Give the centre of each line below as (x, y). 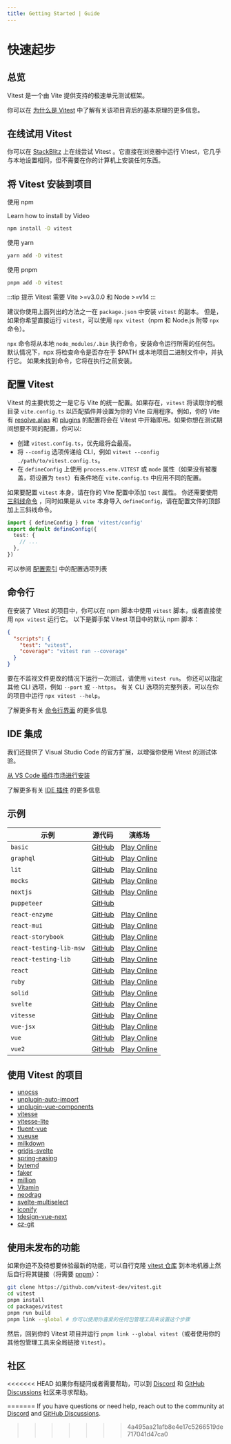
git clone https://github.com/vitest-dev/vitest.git (84, 1287)
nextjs (21, 892)
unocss (28, 1092)
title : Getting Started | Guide (53, 13)
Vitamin (28, 1187)
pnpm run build (29, 1313)
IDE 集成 (25, 734)
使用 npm (21, 202)
